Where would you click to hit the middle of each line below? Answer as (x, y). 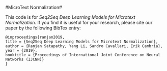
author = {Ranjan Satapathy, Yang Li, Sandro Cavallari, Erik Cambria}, (84, 46)
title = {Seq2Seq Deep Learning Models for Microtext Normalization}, (82, 42)
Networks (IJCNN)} (25, 59)
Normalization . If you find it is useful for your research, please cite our (79, 23)
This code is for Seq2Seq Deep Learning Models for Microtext (71, 17)
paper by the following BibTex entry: (43, 28)
